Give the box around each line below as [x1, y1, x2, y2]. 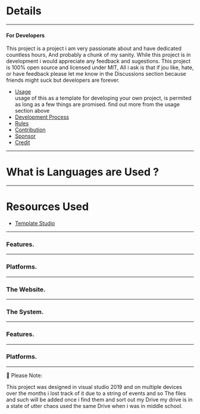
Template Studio [14, 220, 55, 227]
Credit [14, 139, 30, 146]
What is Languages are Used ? [6, 165, 160, 179]
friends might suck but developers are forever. [6, 76, 120, 84]
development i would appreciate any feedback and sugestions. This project [6, 58, 191, 65]
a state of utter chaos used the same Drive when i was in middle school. [6, 402, 183, 409]
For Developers [6, 32, 45, 39]
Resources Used [6, 200, 89, 214]
